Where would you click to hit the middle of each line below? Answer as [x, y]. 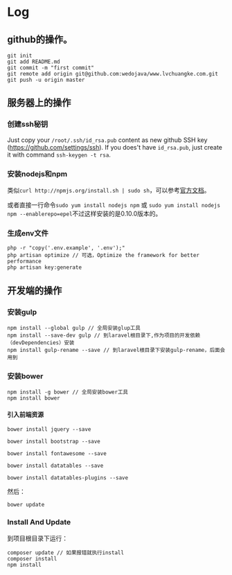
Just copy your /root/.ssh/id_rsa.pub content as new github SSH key [107, 140]
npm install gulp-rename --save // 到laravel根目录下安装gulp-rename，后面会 [116, 350]
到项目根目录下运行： [37, 538]
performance [24, 262]
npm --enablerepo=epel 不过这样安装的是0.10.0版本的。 [84, 213]
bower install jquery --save [49, 430]
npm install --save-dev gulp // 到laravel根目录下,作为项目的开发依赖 [104, 335]
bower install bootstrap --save [54, 442]
